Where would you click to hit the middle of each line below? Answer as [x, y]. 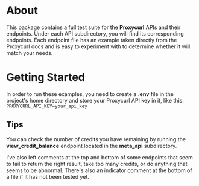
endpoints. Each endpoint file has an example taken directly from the [92, 40]
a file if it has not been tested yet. [48, 176]
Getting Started [46, 78]
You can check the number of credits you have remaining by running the [96, 139]
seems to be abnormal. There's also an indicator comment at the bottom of [99, 170]
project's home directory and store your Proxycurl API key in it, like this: [95, 100]
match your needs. [30, 53]
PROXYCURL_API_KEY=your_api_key [47, 106]
